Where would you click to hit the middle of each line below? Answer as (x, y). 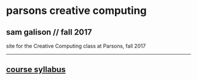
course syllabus (36, 70)
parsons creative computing (77, 11)
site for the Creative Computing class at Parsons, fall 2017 (76, 46)
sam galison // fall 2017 (49, 32)
